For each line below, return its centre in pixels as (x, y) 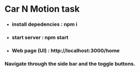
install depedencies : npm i (44, 24)
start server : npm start (40, 38)
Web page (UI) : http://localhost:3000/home (66, 50)
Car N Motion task (42, 9)
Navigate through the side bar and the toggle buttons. (70, 64)
